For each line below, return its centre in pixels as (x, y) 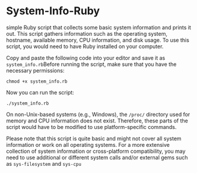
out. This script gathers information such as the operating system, (87, 33)
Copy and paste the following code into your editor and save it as (86, 58)
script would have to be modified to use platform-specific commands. (91, 127)
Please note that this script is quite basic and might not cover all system (94, 139)
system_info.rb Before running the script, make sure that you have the (91, 64)
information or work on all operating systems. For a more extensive (88, 144)
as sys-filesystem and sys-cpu (44, 163)
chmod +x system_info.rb (37, 81)
